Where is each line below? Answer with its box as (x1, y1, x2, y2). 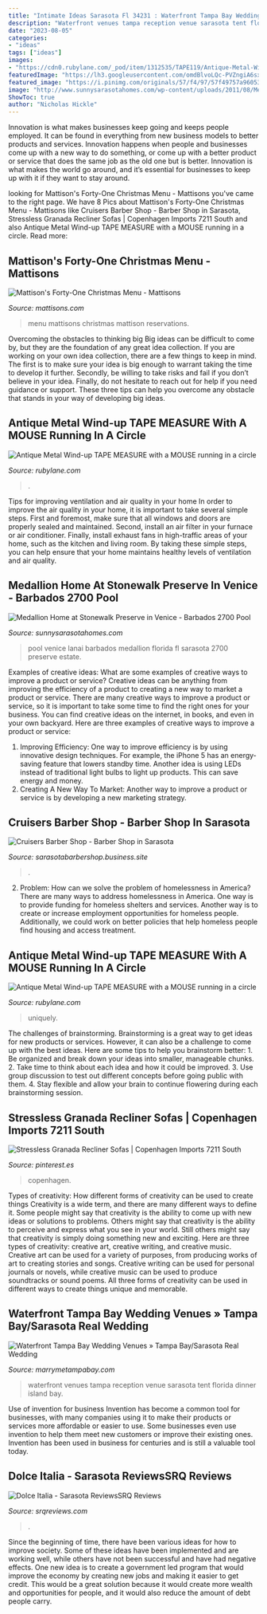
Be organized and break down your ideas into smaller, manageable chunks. (8, 1054, 254, 1064)
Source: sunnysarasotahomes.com (8, 627, 123, 638)
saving (19, 759, 42, 768)
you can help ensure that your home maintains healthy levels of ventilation (8, 547, 252, 556)
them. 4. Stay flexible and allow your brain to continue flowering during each (8, 1079, 258, 1089)
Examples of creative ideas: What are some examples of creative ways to (8, 667, 248, 677)
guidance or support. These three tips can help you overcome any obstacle (8, 384, 255, 395)
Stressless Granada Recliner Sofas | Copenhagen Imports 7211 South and (8, 214, 248, 224)
